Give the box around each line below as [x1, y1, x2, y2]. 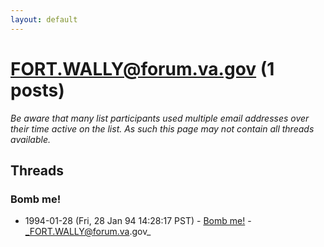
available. [10, 133, 52, 145]
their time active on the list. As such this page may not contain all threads [10, 122, 315, 135]
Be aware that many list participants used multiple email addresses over [10, 112, 310, 124]
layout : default [10, 14, 78, 25]
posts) [10, 79, 65, 101]
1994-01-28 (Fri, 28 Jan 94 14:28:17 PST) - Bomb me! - [24, 215, 252, 227]
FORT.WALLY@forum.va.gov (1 [10, 57, 275, 80]
